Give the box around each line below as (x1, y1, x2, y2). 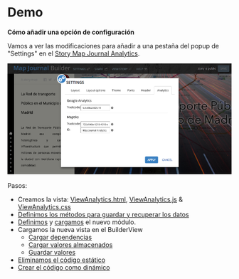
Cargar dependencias (28, 233, 92, 241)
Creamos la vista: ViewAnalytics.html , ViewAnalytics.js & (17, 195, 184, 204)
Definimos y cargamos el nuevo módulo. (17, 218, 137, 226)
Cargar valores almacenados (28, 240, 113, 249)
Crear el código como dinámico (17, 263, 110, 271)
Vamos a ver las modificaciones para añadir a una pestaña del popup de (7, 41, 219, 50)
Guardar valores (28, 248, 76, 256)
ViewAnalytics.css (17, 202, 71, 211)
